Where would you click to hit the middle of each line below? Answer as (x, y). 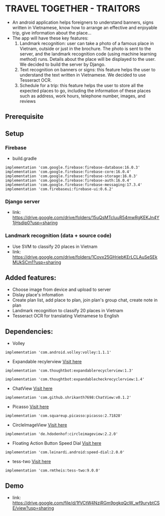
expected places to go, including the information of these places (85, 91)
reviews (28, 101)
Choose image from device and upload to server (62, 289)
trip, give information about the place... (52, 33)
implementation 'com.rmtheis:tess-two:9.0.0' (53, 470)
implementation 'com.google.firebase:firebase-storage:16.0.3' (72, 176)
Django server (22, 201)
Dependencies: (29, 331)
